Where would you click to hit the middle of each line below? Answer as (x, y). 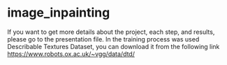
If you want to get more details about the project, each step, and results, (111, 32)
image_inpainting (59, 13)
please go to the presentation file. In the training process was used (103, 39)
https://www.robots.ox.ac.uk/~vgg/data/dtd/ (71, 54)
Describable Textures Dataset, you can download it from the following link (113, 46)
